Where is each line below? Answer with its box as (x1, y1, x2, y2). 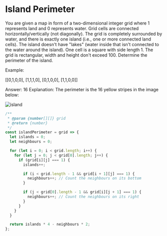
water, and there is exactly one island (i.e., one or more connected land (5, 36, 151, 42)
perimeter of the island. (5, 57, 53, 63)
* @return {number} (7, 120, 48, 126)
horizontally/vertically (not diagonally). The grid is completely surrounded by (5, 31, 163, 37)
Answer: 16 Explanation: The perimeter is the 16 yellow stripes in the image (5, 86, 159, 92)
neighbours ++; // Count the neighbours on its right (27, 194, 140, 199)
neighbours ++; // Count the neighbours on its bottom (27, 176, 142, 181)
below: (5, 92, 19, 98)
